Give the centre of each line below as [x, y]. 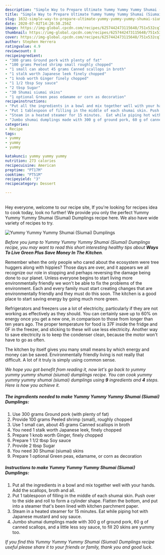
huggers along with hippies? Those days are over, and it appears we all [77, 267]
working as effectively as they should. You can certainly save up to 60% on [81, 314]
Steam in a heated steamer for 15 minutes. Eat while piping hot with [80, 511]
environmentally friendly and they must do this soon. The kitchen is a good [81, 294]
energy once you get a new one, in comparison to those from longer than [79, 319]
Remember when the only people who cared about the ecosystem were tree [82, 262]
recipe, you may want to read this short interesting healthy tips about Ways [82, 247]
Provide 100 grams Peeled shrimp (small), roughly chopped [72, 419]
